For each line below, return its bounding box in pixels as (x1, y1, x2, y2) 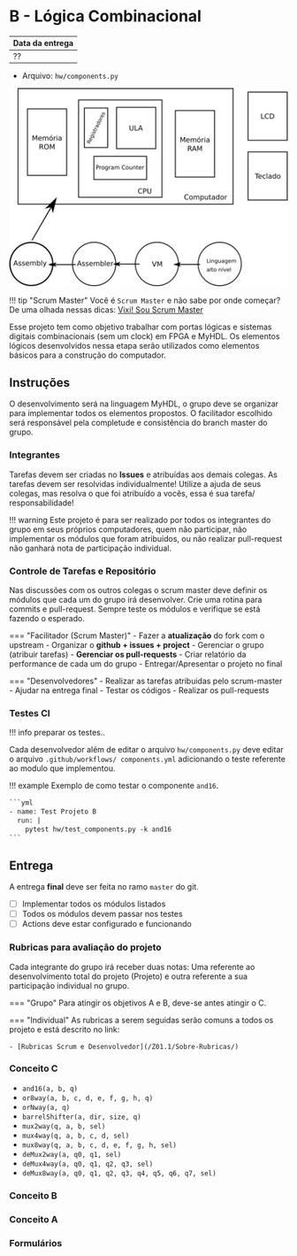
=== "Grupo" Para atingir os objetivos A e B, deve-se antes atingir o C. (9, 998, 267, 1008)
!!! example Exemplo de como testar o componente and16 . (9, 781, 219, 791)
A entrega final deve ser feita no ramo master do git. (9, 882, 199, 892)
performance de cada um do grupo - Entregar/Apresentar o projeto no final (9, 658, 283, 669)
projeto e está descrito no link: (9, 1024, 120, 1035)
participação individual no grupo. (9, 980, 130, 990)
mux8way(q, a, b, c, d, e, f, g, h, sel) (21, 1140, 177, 1150)
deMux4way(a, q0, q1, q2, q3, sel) (21, 1160, 154, 1168)
